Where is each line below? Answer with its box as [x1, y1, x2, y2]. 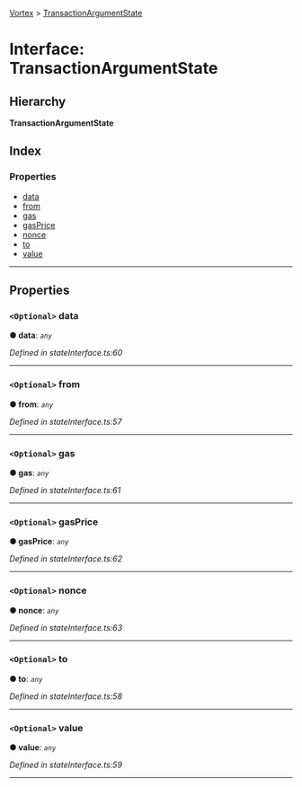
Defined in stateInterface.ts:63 [9, 622, 123, 632]
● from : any [9, 399, 54, 410]
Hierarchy [9, 93, 67, 109]
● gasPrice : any [9, 536, 69, 547]
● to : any [9, 673, 43, 684]
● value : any [9, 742, 57, 753]
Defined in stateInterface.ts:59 [9, 759, 123, 771]
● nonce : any [9, 605, 60, 615]
